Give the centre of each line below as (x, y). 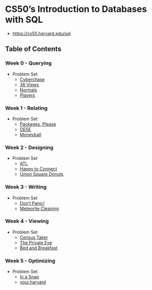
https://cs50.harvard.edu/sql (41, 33)
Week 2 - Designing (29, 147)
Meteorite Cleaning (39, 208)
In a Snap (29, 277)
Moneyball (30, 135)
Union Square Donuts (41, 174)
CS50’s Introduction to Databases (76, 9)
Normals (28, 90)
